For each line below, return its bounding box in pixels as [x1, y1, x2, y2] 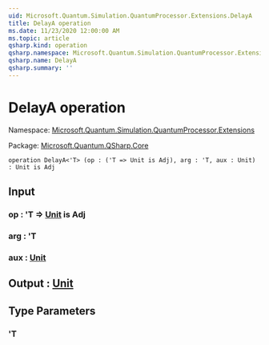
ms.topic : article [8, 34, 70, 43]
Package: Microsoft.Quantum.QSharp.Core [8, 140, 149, 150]
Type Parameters [8, 304, 96, 318]
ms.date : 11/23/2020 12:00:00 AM [8, 26, 120, 34]
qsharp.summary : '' [8, 64, 74, 72]
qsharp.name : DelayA [8, 57, 78, 65]
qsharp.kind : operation [8, 42, 88, 50]
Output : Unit [8, 277, 74, 290]
